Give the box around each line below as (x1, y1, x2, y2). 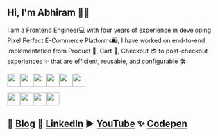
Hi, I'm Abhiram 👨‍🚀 (7, 7, 90, 19)
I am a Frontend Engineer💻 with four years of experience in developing (7, 26, 212, 34)
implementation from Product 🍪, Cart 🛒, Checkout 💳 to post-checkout (7, 46, 208, 55)
